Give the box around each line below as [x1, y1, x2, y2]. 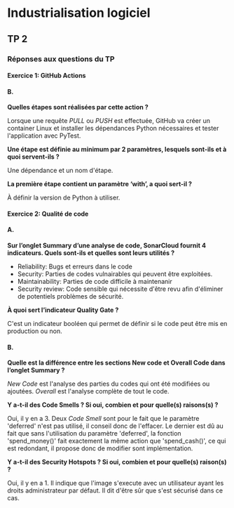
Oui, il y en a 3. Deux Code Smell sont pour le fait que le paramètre [7, 415, 200, 423]
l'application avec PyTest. [7, 131, 81, 140]
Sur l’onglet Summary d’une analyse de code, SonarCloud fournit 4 [7, 241, 207, 250]
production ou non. [7, 327, 63, 335]
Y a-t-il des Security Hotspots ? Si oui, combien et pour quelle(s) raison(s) [7, 458, 227, 467]
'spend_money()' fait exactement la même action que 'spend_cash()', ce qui [7, 437, 226, 445]
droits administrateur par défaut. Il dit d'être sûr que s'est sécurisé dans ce [7, 486, 223, 495]
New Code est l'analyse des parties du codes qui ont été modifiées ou [7, 379, 210, 388]
